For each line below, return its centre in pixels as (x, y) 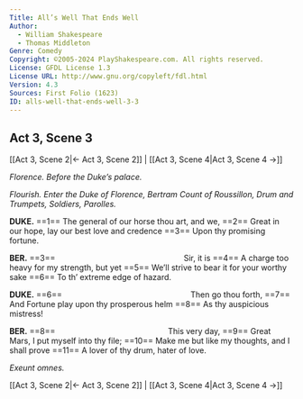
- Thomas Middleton (54, 43)
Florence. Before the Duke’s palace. (76, 177)
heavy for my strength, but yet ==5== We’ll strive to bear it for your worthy (148, 268)
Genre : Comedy (36, 51)
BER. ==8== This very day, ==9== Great (140, 331)
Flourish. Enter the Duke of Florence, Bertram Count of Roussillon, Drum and (151, 195)
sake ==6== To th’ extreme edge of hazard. (91, 277)
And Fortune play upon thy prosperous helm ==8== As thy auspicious (139, 304)
